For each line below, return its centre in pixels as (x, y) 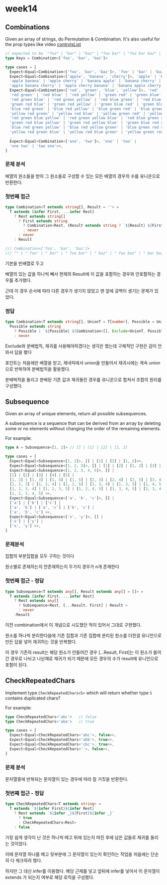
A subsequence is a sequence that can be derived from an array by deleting (83, 423)
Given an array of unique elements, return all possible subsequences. (76, 414)
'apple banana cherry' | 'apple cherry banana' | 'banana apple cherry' (86, 86)
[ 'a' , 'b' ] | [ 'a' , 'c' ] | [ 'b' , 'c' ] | (52, 507)
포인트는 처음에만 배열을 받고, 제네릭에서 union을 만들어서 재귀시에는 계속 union (83, 362)
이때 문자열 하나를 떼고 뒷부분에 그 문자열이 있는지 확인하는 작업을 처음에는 (78, 854)
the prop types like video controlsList (43, 44)
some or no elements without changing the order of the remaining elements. (83, 429)
